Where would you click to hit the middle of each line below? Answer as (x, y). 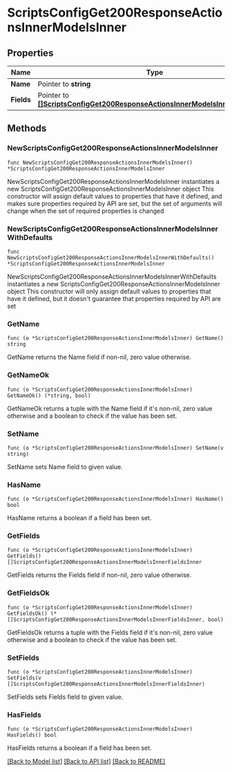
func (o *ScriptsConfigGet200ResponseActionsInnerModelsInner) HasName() (116, 499)
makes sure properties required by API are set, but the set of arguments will (115, 203)
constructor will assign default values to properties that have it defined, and (115, 196)
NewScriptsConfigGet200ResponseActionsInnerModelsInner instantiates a (113, 181)
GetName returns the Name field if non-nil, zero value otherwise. (99, 357)
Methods (27, 128)
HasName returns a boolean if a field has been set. (79, 518)
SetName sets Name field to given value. (65, 467)
